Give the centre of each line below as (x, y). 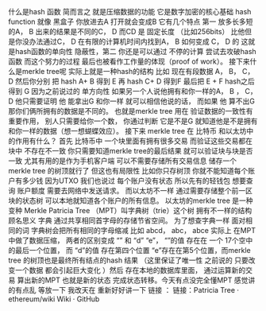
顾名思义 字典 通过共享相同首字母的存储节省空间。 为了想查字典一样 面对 (127, 220)
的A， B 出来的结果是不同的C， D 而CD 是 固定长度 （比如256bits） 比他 (127, 31)
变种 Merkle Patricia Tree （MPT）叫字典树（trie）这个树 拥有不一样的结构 (130, 210)
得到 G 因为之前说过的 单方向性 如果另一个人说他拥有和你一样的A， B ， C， (133, 91)
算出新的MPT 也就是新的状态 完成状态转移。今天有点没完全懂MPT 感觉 (133, 280)
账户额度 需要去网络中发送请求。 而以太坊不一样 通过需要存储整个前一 (131, 190)
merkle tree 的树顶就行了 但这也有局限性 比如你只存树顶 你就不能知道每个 (128, 171)
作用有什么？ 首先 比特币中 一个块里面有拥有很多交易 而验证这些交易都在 (133, 141)
